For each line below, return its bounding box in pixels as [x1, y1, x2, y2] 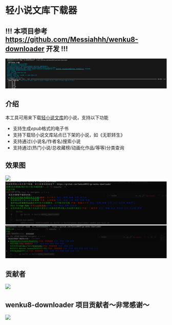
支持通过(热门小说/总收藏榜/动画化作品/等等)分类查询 [12, 144, 124, 150]
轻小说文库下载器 [5, 5, 78, 16]
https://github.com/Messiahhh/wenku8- [5, 35, 138, 44]
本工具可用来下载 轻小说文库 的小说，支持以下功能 [5, 114, 109, 121]
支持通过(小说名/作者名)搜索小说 [12, 138, 81, 144]
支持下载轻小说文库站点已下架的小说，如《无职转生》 [12, 131, 125, 138]
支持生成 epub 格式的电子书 [12, 125, 69, 131]
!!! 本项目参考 [5, 27, 48, 35]
